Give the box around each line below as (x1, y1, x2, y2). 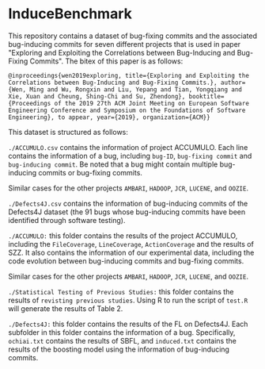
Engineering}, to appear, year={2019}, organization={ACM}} (8, 113, 211, 121)
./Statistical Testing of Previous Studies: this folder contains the (8, 286, 234, 296)
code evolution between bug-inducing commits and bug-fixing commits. (8, 256, 244, 266)
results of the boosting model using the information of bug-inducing (8, 344, 229, 354)
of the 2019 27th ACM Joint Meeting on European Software (54, 99, 249, 107)
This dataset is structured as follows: (8, 127, 129, 136)
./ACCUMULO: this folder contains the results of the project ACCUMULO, (8, 231, 238, 240)
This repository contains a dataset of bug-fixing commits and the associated (8, 31, 258, 40)
